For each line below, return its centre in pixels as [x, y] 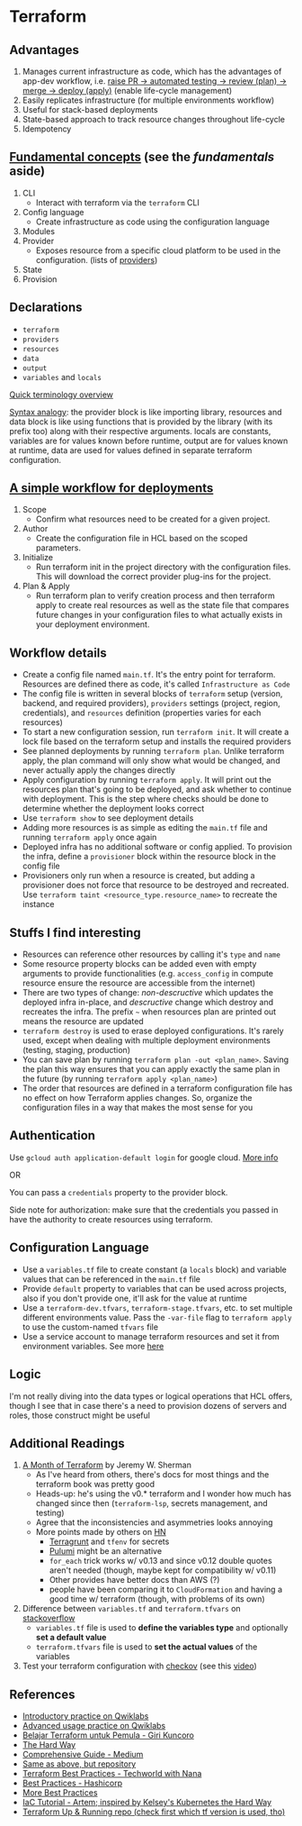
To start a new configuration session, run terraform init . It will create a [155, 732]
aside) [27, 172]
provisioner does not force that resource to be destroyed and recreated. [155, 886]
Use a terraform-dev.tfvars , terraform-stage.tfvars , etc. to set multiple [157, 1307]
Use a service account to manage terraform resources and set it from [151, 1336]
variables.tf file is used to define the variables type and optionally [162, 1628]
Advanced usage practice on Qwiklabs [94, 1726]
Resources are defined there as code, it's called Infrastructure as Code [156, 684]
